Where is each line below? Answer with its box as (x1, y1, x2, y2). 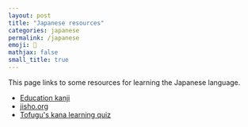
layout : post (8, 11, 52, 20)
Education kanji (19, 93, 71, 102)
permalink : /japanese (8, 33, 80, 42)
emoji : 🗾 (8, 41, 37, 49)
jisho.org (19, 101, 49, 111)
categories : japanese (8, 26, 80, 34)
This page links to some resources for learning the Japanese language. (8, 77, 241, 87)
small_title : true (8, 56, 69, 64)
